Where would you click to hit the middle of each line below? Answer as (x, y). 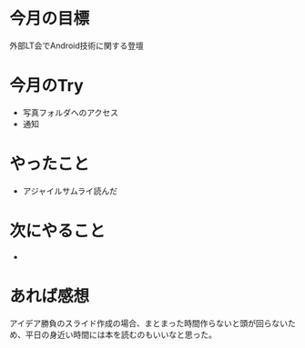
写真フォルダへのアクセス (71, 112)
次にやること (58, 231)
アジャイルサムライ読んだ (70, 191)
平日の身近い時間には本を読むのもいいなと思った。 (121, 334)
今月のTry (46, 86)
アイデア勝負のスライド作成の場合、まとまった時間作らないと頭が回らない (149, 323)
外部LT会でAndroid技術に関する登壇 (76, 45)
